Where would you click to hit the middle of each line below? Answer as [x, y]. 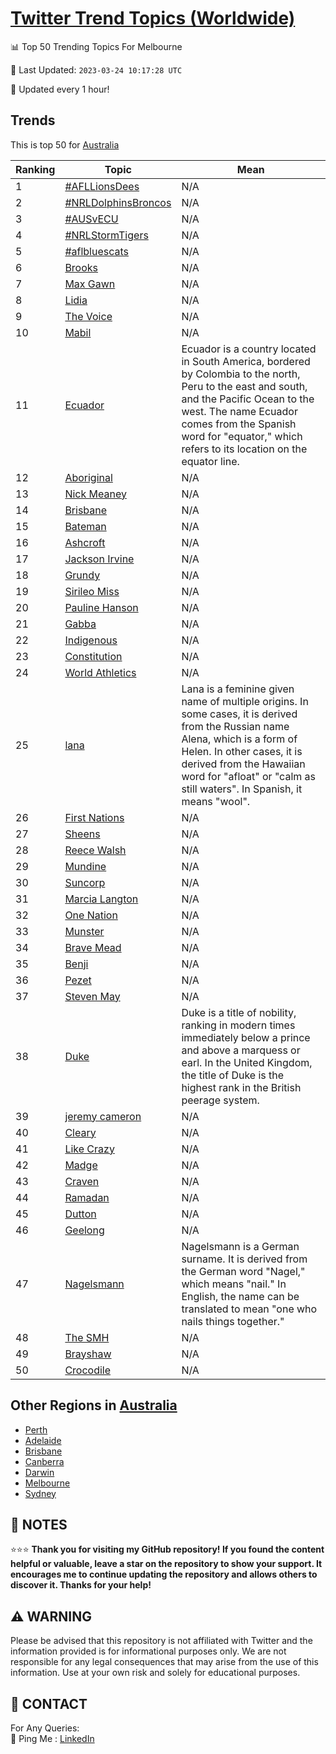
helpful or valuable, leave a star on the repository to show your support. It [166, 1564]
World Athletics [100, 672]
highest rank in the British [241, 1087]
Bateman [85, 526]
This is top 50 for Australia [65, 144]
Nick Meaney [95, 494]
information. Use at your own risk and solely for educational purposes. [155, 1673]
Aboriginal [88, 477]
